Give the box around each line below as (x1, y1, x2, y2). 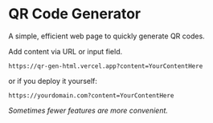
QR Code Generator (8, 5, 141, 23)
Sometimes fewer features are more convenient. (8, 105, 169, 115)
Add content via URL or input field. (8, 46, 123, 56)
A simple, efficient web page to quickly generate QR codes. (8, 31, 205, 41)
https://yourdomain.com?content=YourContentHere (8, 91, 174, 100)
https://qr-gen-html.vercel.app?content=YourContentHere (8, 61, 203, 70)
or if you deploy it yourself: (8, 76, 98, 85)
